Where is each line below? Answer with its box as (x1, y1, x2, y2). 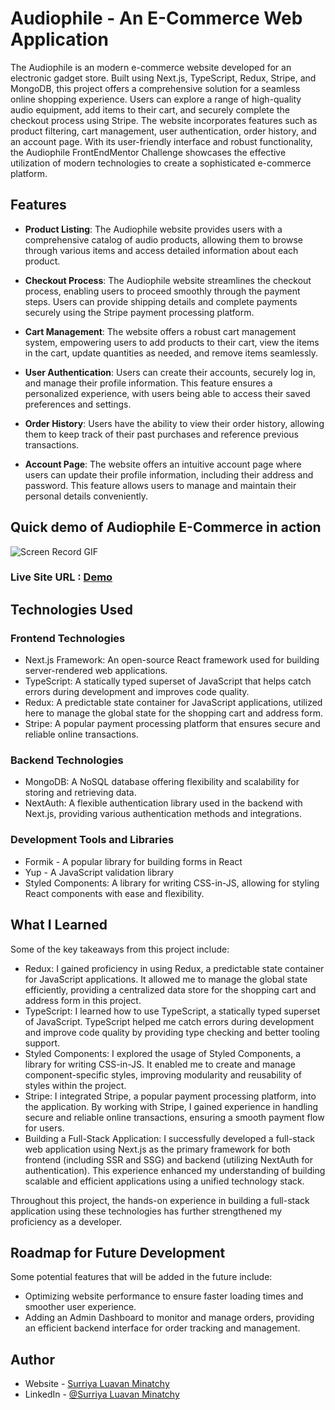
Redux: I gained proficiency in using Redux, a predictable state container (24, 962, 325, 974)
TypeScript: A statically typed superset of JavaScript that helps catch (24, 675, 312, 687)
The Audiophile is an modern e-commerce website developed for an (10, 61, 292, 73)
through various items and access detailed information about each (24, 244, 299, 256)
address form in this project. (24, 994, 142, 1006)
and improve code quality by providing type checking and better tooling (24, 1026, 320, 1038)
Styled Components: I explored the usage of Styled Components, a (24, 1047, 301, 1059)
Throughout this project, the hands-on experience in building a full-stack (10, 1194, 310, 1206)
